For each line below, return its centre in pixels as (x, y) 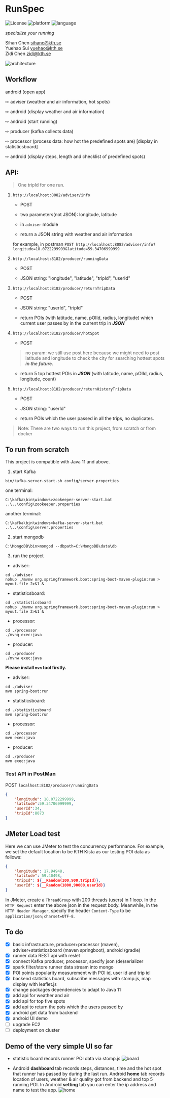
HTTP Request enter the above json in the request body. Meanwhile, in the (82, 905)
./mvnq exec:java (24, 635)
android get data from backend (45, 1013)
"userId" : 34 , (28, 808)
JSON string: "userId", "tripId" (52, 308)
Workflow (21, 80)
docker (25, 433)
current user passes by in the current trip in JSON (72, 323)
